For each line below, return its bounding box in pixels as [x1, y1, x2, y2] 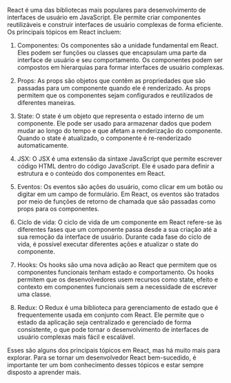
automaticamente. [17, 141, 69, 149]
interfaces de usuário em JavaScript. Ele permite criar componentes [7, 13, 201, 21]
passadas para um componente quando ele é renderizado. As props [17, 84, 211, 92]
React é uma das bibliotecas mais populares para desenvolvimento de [7, 6, 206, 14]
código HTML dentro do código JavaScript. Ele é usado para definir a [17, 162, 215, 170]
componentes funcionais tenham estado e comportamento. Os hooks [17, 268, 215, 276]
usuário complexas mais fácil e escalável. [17, 333, 136, 341]
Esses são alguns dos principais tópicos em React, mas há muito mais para [7, 346, 221, 354]
